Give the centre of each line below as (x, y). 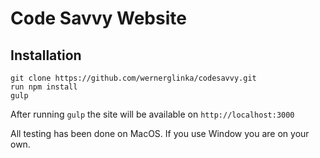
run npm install (44, 87)
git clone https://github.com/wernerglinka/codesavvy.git (133, 78)
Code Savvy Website (98, 18)
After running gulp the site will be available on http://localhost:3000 (152, 114)
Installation (46, 55)
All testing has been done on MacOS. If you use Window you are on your (160, 133)
